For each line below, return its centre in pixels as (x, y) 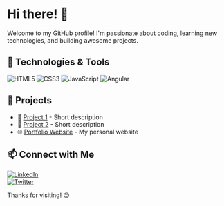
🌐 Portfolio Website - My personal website (77, 132)
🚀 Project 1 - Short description (60, 117)
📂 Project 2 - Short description (61, 124)
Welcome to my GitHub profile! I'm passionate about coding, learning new (112, 33)
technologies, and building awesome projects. (73, 40)
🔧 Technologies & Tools (58, 62)
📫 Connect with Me (51, 154)
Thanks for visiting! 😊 (39, 195)
